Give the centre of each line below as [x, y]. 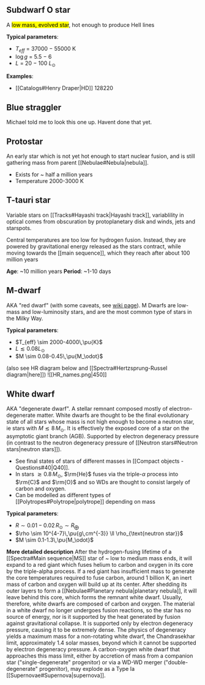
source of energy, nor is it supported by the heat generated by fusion [93, 616]
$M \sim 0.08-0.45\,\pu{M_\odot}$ [59, 356]
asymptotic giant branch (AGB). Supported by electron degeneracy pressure [102, 436]
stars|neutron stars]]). [34, 449]
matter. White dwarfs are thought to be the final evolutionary [113, 415]
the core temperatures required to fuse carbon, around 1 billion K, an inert [99, 577]
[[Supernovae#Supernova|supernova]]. [56, 675]
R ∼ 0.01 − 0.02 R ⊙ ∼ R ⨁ [47, 526]
